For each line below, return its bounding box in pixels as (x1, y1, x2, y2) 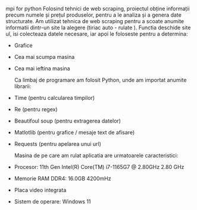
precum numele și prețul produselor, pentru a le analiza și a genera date (5, 11, 182, 18)
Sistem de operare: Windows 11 (14, 198, 91, 205)
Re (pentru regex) (14, 106, 58, 112)
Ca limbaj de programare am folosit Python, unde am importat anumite (14, 77, 187, 83)
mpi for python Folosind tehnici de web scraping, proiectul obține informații (5, 5, 190, 12)
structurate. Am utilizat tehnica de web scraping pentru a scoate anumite (5, 18, 185, 24)
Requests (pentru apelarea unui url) (14, 140, 102, 148)
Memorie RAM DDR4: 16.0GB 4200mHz (14, 175, 111, 182)
